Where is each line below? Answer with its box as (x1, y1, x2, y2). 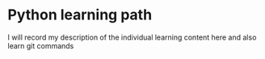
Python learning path (7, 6, 153, 24)
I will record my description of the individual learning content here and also (7, 32, 257, 42)
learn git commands (7, 40, 74, 50)
